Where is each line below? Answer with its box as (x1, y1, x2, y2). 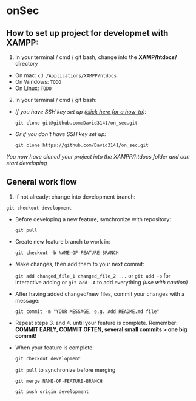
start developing (6, 159, 47, 166)
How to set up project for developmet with (6, 28, 169, 38)
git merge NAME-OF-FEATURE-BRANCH (15, 378, 103, 384)
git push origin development (15, 388, 89, 395)
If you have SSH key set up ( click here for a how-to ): (15, 108, 147, 115)
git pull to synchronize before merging (15, 366, 116, 374)
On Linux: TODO (15, 84, 52, 92)
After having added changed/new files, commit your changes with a (15, 290, 185, 298)
